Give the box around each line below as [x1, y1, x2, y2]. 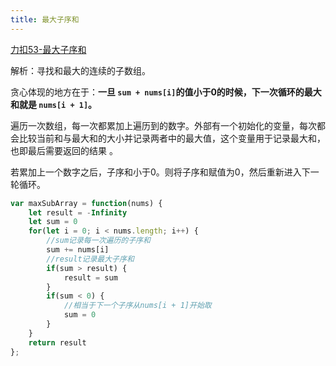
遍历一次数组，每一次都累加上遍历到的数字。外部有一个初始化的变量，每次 [10, 119, 317, 131]
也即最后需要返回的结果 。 [10, 144, 118, 156]
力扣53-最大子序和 [10, 43, 87, 55]
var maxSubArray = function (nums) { [10, 198, 163, 208]
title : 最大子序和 [10, 14, 80, 25]
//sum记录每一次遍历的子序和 [46, 236, 151, 246]
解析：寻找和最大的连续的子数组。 [10, 64, 151, 76]
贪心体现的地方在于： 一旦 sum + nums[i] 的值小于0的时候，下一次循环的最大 [10, 86, 322, 98]
